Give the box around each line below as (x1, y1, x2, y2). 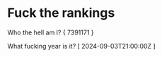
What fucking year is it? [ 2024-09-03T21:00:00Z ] (7, 42, 156, 50)
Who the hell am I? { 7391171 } (7, 28, 94, 37)
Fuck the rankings (7, 5, 115, 21)
